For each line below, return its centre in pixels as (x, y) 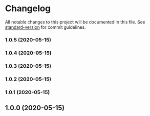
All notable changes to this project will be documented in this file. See (75, 22)
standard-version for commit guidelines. (45, 27)
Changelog (28, 9)
